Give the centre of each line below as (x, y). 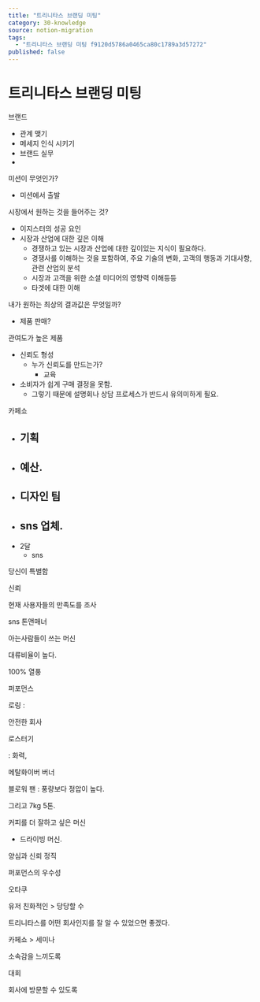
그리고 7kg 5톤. (32, 805)
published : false (37, 52)
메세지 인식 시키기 (47, 143)
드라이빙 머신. (41, 839)
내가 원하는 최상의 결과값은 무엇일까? (65, 304)
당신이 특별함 (28, 571)
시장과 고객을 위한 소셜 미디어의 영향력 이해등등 (104, 277)
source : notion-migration (50, 30)
